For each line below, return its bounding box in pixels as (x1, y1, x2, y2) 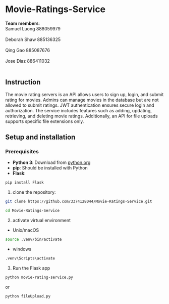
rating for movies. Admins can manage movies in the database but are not (5, 97, 159, 103)
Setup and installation (5, 133, 76, 142)
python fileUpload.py (5, 293, 51, 299)
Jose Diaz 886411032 (5, 58, 50, 64)
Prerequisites (5, 148, 39, 155)
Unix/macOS (12, 227, 39, 233)
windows (12, 246, 32, 252)
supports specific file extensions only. (5, 118, 84, 124)
